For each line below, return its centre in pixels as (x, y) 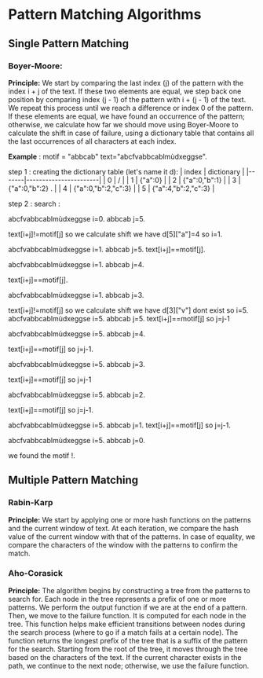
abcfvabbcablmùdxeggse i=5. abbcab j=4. (77, 334)
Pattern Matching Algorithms (105, 15)
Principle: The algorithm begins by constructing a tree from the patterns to (129, 590)
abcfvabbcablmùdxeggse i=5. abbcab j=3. (77, 364)
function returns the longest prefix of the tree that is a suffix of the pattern (128, 640)
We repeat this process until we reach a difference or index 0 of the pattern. (131, 108)
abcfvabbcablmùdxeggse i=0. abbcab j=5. (77, 218)
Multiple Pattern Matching (73, 480)
